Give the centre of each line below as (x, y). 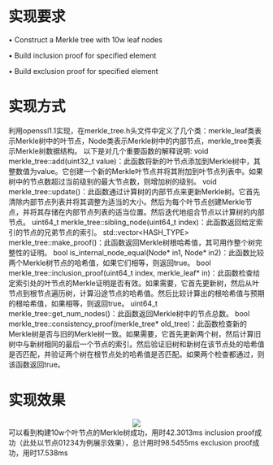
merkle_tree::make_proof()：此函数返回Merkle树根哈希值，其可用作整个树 (132, 242)
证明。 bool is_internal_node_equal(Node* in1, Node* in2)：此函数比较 (147, 252)
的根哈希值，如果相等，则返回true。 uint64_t (83, 303)
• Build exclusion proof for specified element (83, 71)
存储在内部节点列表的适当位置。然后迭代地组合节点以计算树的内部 (154, 211)
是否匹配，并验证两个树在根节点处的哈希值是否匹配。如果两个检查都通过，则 (136, 354)
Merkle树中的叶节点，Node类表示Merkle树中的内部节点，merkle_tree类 (135, 141)
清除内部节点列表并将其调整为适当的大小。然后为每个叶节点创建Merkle (127, 202)
